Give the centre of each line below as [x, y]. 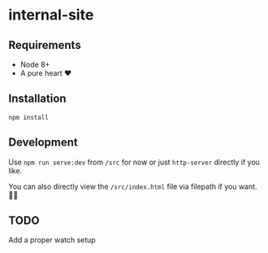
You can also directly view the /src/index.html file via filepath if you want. [133, 186]
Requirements [45, 45]
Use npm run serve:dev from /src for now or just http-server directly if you [134, 162]
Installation [37, 99]
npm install [28, 117]
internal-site [51, 15]
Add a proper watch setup [52, 240]
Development [43, 143]
